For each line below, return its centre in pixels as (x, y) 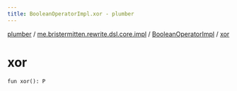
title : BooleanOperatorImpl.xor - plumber (71, 14)
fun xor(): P (27, 81)
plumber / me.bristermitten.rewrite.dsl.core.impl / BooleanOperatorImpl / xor (118, 34)
